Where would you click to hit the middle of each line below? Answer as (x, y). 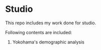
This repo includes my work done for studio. (51, 23)
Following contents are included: (39, 32)
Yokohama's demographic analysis (48, 42)
